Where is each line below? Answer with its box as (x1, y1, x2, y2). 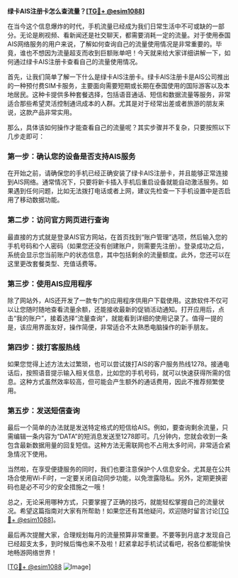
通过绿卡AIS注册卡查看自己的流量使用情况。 (13, 58, 142, 66)
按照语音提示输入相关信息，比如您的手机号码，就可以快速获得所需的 (25, 369, 225, 377)
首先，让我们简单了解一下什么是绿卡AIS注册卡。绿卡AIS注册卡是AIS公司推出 (7, 72, 230, 81)
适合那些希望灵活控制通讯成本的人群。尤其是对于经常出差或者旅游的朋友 (7, 99, 218, 107)
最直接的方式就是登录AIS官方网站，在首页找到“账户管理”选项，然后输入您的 (7, 232, 228, 241)
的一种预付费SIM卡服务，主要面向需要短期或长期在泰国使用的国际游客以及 (7, 82, 224, 89)
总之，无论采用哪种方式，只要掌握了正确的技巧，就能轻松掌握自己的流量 (7, 498, 218, 506)
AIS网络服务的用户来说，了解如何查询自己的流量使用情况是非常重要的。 (7, 40, 216, 48)
